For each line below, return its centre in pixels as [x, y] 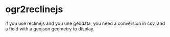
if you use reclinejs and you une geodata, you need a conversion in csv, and [85, 23]
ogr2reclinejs [34, 9]
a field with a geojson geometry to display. [50, 28]
